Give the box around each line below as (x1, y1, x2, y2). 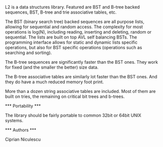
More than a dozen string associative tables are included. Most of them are (5, 89, 156, 94)
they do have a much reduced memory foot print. (5, 79, 104, 85)
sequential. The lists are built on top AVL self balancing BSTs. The (5, 34, 138, 40)
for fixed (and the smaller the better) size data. (5, 64, 99, 70)
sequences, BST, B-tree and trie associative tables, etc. (5, 9, 117, 15)
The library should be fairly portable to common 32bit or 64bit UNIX (5, 112, 142, 118)
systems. (5, 118, 23, 123)
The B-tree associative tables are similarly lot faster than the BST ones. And (5, 74, 158, 79)
